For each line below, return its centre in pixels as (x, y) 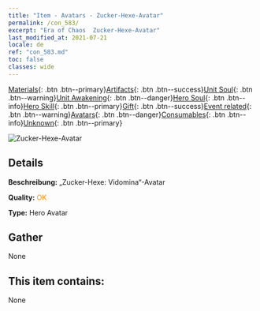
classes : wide (32, 67)
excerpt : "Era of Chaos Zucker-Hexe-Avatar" (84, 30)
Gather (26, 237)
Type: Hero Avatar (38, 212)
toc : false (26, 60)
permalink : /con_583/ (44, 23)
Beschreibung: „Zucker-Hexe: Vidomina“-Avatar (87, 182)
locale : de (26, 45)
